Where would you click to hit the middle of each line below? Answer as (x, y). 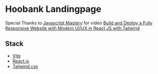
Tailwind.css (25, 66)
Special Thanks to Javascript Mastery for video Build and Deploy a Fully (79, 23)
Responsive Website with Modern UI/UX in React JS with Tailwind (73, 28)
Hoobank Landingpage (53, 9)
